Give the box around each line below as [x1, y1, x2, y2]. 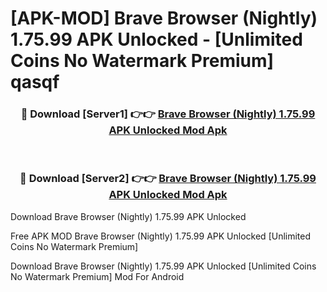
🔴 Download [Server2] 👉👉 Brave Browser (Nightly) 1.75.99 [19, 172, 317, 186]
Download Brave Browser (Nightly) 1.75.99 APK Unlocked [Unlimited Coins [10, 260, 317, 272]
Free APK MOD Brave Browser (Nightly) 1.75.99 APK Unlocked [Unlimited [10, 230, 312, 242]
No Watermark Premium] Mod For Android [10, 270, 185, 282]
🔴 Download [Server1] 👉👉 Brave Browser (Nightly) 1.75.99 [20, 107, 316, 121]
